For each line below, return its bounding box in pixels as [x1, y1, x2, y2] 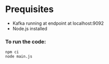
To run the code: [5, 38, 46, 45]
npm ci [5, 49, 19, 55]
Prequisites [5, 4, 54, 15]
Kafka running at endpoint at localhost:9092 [12, 20, 104, 26]
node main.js [5, 54, 33, 59]
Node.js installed [12, 25, 48, 31]
